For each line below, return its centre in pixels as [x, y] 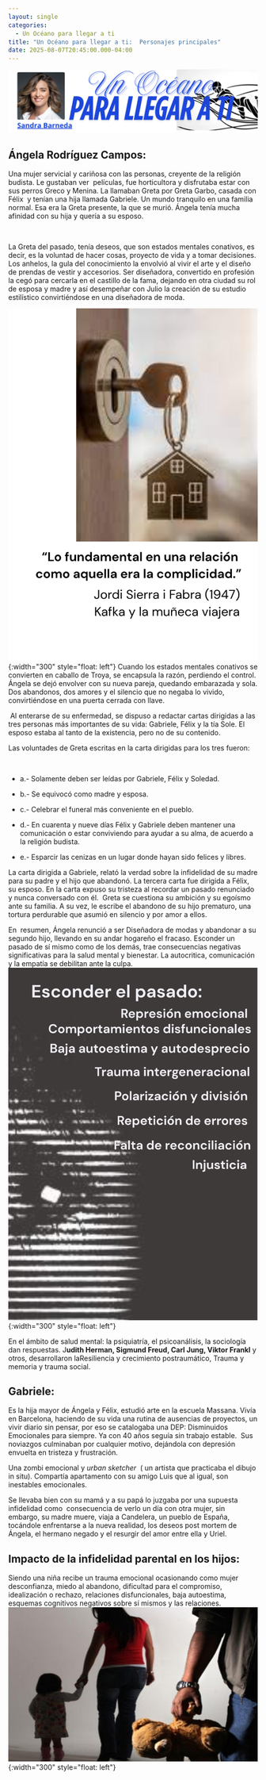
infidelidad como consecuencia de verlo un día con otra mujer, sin [117, 1509]
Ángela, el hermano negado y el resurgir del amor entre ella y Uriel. [118, 1534]
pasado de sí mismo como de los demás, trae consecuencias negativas [125, 946]
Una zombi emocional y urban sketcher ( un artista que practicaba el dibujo [132, 1468]
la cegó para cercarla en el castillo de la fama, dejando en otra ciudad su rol [132, 280]
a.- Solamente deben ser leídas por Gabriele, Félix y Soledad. [120, 778]
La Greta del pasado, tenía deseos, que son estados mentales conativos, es [131, 247]
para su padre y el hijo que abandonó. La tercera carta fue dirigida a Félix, [129, 880]
